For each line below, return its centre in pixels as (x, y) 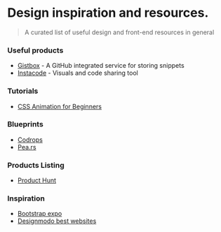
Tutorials (23, 91)
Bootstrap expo (40, 214)
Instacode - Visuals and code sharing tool (78, 73)
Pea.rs (27, 147)
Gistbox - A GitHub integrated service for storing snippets (101, 66)
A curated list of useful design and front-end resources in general (119, 32)
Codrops (30, 139)
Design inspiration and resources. (108, 13)
